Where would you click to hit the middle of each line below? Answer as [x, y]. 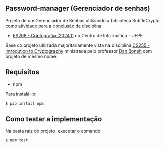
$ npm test [17, 140]
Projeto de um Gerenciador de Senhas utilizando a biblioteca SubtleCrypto [82, 20]
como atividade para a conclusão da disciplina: [54, 26]
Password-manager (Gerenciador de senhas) [78, 8]
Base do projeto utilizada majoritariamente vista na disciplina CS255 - [77, 45]
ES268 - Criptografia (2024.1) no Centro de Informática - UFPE [77, 35]
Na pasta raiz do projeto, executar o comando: [53, 131]
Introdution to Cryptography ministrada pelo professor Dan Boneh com [79, 51]
